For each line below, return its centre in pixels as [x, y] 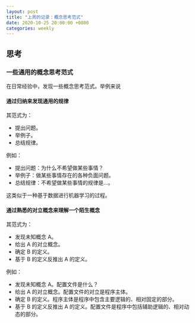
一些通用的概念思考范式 [40, 72]
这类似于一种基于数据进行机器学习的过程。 [58, 195]
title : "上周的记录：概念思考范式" [45, 17]
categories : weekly [30, 28]
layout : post [22, 12]
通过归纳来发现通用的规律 [37, 101]
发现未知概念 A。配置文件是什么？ [56, 284]
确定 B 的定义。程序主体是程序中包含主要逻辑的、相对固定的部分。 [96, 299]
